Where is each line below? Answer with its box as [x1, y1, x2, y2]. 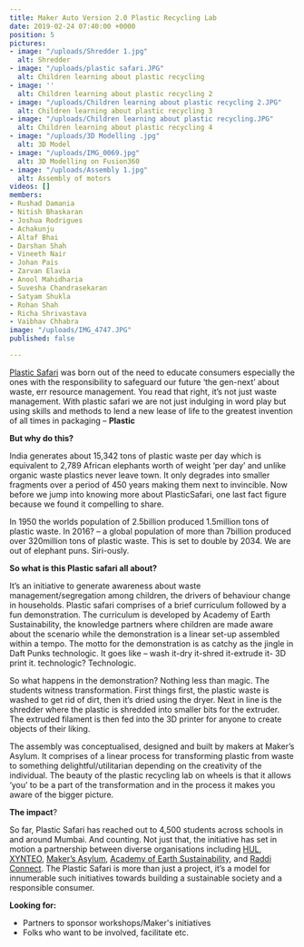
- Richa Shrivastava [9, 309, 88, 318]
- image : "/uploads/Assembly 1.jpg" [9, 165, 148, 174]
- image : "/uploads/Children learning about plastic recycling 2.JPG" [9, 97, 282, 107]
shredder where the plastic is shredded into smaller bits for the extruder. [9, 704, 280, 715]
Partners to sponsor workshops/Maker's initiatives [22, 917, 211, 928]
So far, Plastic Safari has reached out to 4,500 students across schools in [9, 824, 284, 835]
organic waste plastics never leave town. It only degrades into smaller [9, 469, 270, 480]
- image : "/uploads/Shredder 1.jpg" [9, 47, 148, 56]
